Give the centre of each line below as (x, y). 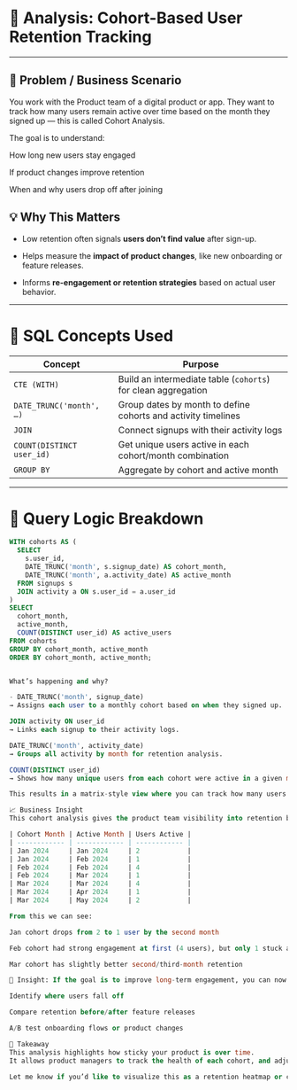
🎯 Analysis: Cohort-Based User (126, 18)
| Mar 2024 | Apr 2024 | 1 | (100, 892)
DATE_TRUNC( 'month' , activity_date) (76, 745)
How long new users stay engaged (72, 155)
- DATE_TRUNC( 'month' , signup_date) (76, 697)
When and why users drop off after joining (86, 189)
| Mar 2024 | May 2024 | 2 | (100, 900)
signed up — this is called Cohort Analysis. (87, 121)
